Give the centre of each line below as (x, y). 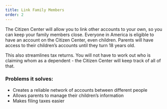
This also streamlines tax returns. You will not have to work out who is (78, 55)
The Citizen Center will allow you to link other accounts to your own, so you (84, 29)
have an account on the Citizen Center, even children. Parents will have (79, 40)
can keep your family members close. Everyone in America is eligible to (80, 34)
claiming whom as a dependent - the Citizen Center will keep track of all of (83, 60)
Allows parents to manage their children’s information (68, 95)
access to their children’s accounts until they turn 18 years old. (70, 45)
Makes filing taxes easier (38, 101)
